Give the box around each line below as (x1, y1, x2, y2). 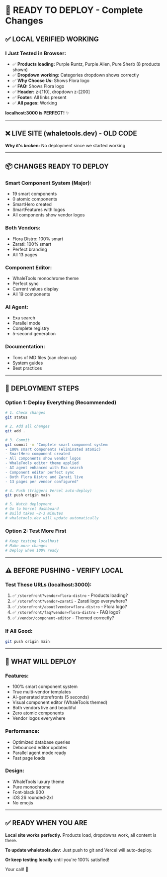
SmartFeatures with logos (12, 206, 66, 213)
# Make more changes (5, 543, 48, 548)
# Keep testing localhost (5, 539, 59, 544)
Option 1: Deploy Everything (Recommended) (5, 399, 117, 406)
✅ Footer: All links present (12, 94, 67, 100)
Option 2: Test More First (5, 527, 67, 534)
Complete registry (12, 325, 50, 331)
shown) (12, 67, 28, 73)
